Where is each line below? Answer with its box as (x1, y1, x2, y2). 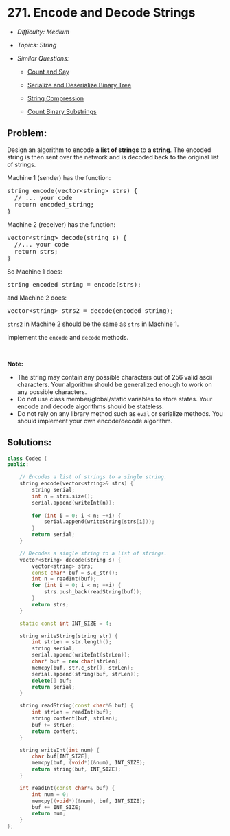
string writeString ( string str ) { (19, 632, 118, 639)
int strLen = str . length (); (32, 639, 112, 646)
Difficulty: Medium (16, 27, 70, 36)
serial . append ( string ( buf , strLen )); (32, 670, 139, 678)
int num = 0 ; (32, 791, 69, 798)
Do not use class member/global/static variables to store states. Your (16, 395, 213, 403)
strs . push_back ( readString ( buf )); (43, 588, 143, 595)
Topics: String (16, 41, 57, 49)
